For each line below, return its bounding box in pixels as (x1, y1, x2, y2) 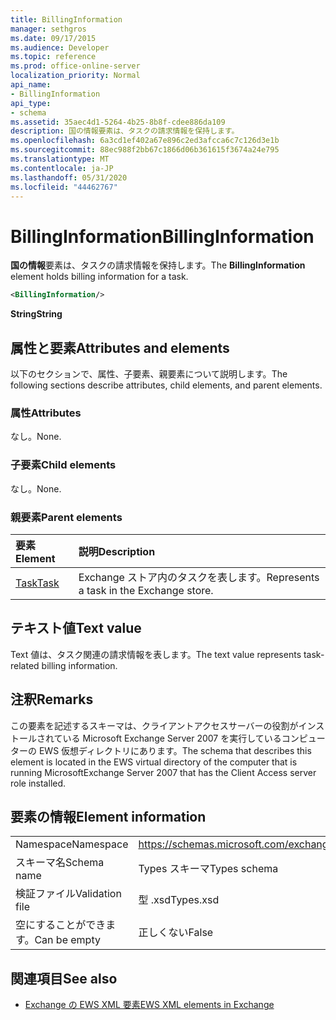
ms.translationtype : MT (10, 154, 110, 164)
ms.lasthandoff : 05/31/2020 (10, 172, 128, 183)
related (10, 659, 40, 671)
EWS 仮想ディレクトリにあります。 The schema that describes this (38, 744, 312, 756)
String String (10, 308, 63, 320)
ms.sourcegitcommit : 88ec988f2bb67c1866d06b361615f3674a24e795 (10, 145, 280, 155)
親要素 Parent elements (10, 510, 123, 524)
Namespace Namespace (15, 837, 129, 851)
